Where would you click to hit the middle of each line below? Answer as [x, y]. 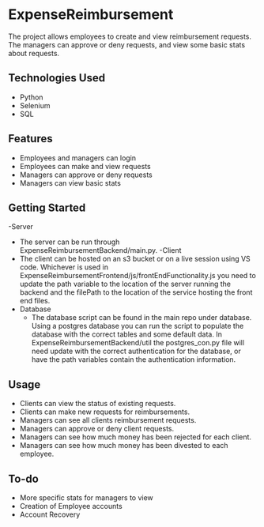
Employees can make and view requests [85, 166]
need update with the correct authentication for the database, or [136, 351]
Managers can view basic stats [70, 183]
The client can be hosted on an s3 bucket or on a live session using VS [135, 259]
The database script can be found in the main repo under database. [141, 318]
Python [31, 97]
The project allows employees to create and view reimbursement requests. [130, 36]
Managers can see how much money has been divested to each [124, 446]
